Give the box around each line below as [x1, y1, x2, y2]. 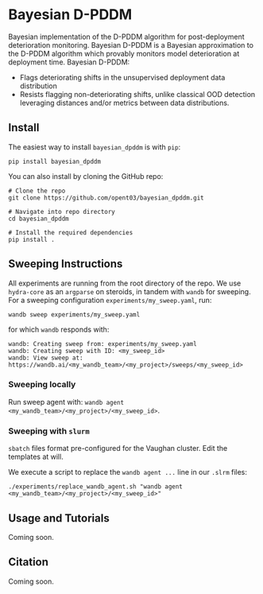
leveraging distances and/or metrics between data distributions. [19, 98, 230, 107]
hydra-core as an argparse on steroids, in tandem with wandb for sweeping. [8, 286, 252, 296]
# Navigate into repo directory [8, 208, 115, 215]
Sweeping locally [8, 379, 76, 390]
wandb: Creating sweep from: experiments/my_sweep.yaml [8, 340, 197, 347]
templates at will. [8, 452, 64, 462]
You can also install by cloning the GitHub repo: [8, 171, 164, 181]
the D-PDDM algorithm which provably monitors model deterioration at [8, 49, 240, 58]
